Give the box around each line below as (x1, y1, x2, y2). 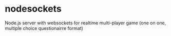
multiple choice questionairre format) (5, 25, 83, 31)
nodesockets (5, 3, 62, 15)
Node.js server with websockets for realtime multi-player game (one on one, (5, 20, 166, 26)
